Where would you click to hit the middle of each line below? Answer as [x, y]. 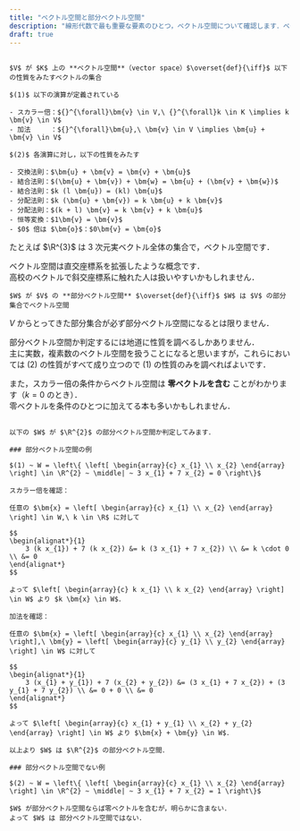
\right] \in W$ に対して [53, 651]
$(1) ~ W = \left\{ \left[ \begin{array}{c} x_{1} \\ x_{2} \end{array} [147, 466]
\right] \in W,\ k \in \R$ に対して [75, 518]
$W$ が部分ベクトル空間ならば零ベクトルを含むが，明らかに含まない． [120, 809]
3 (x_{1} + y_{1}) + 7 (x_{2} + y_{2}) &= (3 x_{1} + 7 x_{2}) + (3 [155, 683]
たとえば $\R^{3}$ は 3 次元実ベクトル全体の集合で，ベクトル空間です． [142, 247]
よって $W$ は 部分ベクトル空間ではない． [78, 818]
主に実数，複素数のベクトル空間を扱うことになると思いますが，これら [138, 354]
